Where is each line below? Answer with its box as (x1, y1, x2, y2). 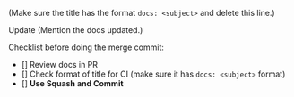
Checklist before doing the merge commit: (8, 42, 165, 53)
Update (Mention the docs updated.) (8, 25, 143, 35)
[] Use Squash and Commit (21, 78, 124, 88)
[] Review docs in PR (21, 60, 99, 69)
